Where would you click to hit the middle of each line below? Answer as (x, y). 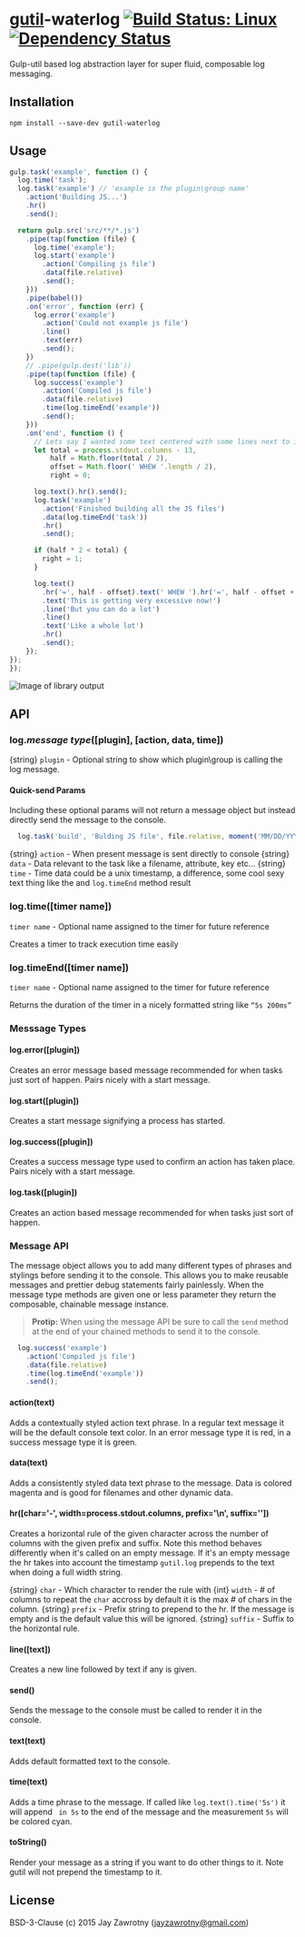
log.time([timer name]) (60, 907)
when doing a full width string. (66, 1572)
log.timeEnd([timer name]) (69, 968)
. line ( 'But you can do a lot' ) (101, 609)
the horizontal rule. (44, 1628)
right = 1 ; (63, 559)
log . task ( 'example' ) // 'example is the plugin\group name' (133, 189)
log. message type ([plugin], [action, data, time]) (117, 740)
